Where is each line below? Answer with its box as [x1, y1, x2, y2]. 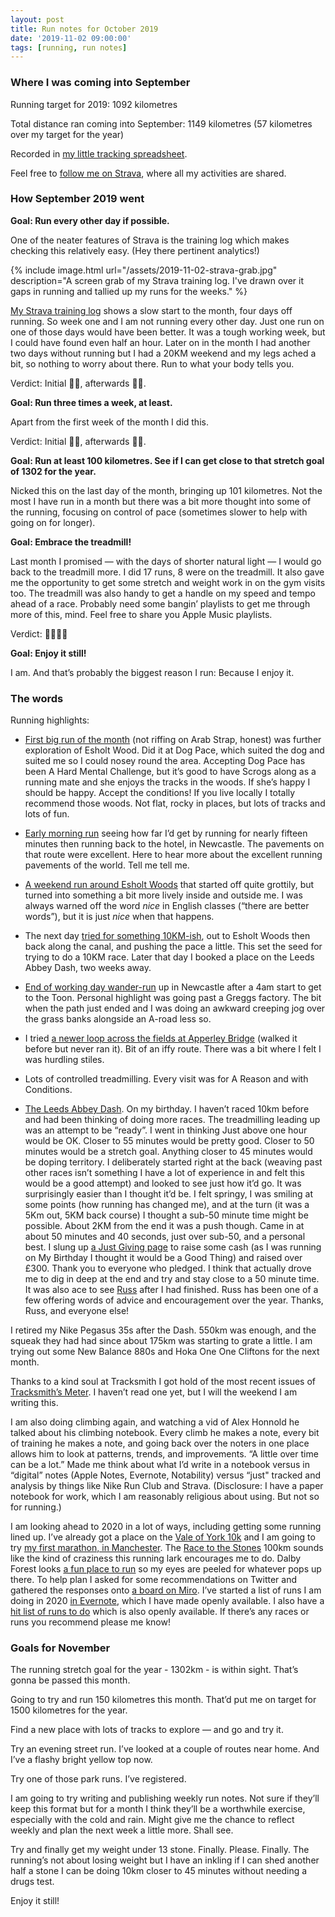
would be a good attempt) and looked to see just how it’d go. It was [24, 1177, 302, 1190]
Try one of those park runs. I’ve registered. [10, 1773, 187, 1785]
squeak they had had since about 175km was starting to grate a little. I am [10, 1335, 313, 1347]
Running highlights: [10, 714, 90, 726]
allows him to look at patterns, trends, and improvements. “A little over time [10, 1448, 319, 1460]
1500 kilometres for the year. [10, 1704, 128, 1716]
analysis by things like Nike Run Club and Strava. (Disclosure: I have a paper [10, 1480, 324, 1492]
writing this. [10, 1397, 59, 1409]
